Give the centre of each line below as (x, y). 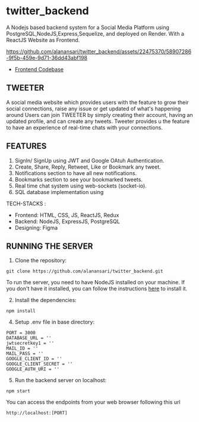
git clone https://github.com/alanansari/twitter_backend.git (85, 271)
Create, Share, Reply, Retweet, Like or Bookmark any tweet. (88, 167)
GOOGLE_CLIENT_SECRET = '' (40, 364)
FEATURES (26, 146)
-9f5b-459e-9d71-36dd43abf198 (47, 58)
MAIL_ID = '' (22, 348)
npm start (18, 391)
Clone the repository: (41, 261)
